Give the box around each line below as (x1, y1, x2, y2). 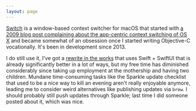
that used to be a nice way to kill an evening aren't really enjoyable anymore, (6, 79, 191, 86)
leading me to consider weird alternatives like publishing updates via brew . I (6, 85, 187, 92)
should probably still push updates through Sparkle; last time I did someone (6, 92, 188, 99)
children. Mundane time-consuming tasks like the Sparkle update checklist (6, 73, 186, 80)
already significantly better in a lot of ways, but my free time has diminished (6, 61, 189, 68)
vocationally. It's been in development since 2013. (6, 43, 126, 50)
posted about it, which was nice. (6, 98, 84, 105)
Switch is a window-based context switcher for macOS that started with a (6, 25, 184, 32)
